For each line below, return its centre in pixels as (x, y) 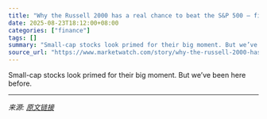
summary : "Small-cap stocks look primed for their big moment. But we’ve (133, 45)
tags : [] (23, 38)
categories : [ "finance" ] (49, 30)
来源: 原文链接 (31, 107)
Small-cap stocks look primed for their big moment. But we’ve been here (127, 75)
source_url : (28, 52)
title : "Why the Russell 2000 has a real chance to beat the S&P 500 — (129, 15)
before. (20, 83)
